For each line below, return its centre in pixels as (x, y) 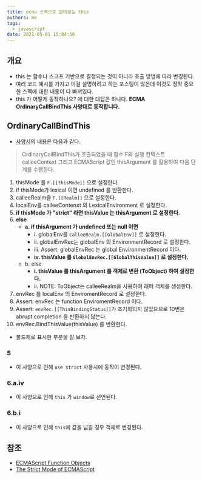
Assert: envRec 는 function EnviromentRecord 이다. (79, 301)
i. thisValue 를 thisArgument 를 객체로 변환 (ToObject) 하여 (106, 271)
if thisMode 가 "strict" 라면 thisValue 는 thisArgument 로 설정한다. (98, 212)
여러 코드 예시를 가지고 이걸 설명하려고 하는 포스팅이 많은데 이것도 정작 (99, 84)
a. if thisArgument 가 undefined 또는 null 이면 (81, 226)
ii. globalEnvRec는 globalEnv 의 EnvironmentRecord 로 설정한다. (112, 242)
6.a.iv (15, 383)
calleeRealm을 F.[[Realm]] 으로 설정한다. (66, 197)
